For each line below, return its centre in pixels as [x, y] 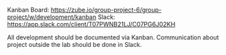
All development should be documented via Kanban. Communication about [113, 37]
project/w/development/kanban [52, 17]
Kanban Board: [28, 10]
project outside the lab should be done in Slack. [75, 44]
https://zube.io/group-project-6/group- [106, 10]
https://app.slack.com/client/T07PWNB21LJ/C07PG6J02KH [91, 24]
